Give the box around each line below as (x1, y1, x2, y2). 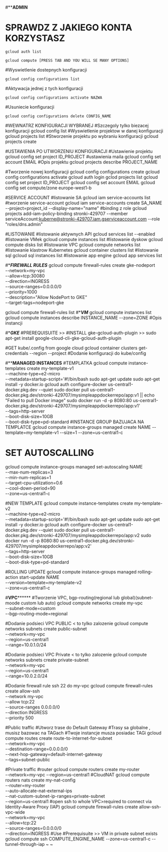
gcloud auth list (5, 49, 42, 54)
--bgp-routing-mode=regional (5, 610, 68, 616)
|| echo (140, 392, 155, 398)
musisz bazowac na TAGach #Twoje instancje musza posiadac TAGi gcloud (5, 730, 162, 736)
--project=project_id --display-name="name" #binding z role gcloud (5, 205, 147, 211)
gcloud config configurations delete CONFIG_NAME (5, 113, 112, 119)
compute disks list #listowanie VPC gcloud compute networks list (5, 242, 141, 248)
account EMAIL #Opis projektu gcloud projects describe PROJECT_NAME (5, 159, 158, 165)
